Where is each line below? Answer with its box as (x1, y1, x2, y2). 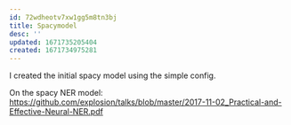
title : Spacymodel (9, 21, 77, 30)
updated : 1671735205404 (9, 37, 98, 47)
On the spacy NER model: (9, 88, 104, 98)
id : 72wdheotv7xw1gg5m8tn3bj (9, 12, 117, 22)
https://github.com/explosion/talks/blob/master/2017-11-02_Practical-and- (9, 97, 282, 107)
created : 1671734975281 (9, 46, 98, 55)
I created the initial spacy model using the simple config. (9, 70, 216, 81)
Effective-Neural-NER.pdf (9, 106, 104, 117)
